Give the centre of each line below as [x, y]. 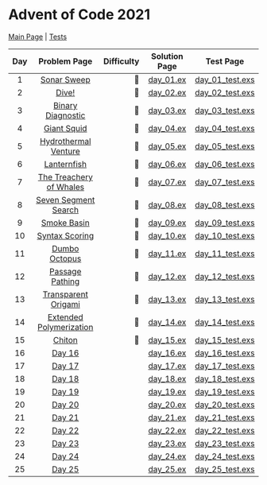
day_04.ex [167, 128]
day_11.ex [167, 254]
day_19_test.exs [224, 391]
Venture [66, 151]
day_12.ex [167, 276]
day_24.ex [167, 456]
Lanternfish [66, 164]
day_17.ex [167, 366]
